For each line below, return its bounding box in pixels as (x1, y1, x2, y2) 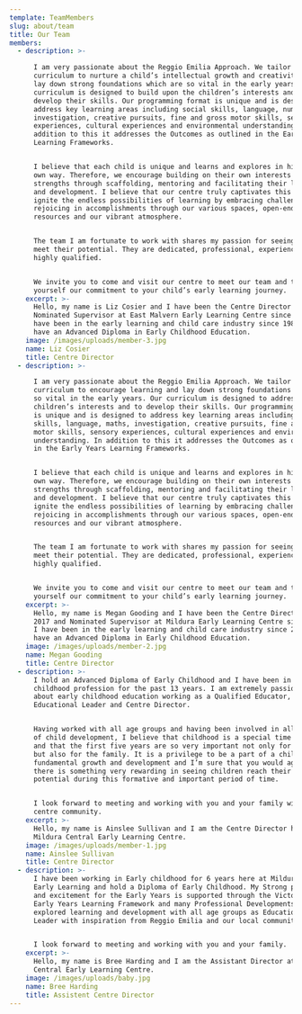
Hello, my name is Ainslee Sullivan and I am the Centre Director (32, 824, 288, 833)
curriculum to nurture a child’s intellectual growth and (32, 71, 255, 81)
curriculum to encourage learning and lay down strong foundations (32, 386, 292, 395)
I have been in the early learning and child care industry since (32, 625, 288, 634)
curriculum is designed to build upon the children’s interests (32, 87, 280, 97)
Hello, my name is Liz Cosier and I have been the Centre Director (32, 302, 292, 311)
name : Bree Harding (25, 982, 99, 991)
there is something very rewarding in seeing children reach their (32, 767, 292, 776)
